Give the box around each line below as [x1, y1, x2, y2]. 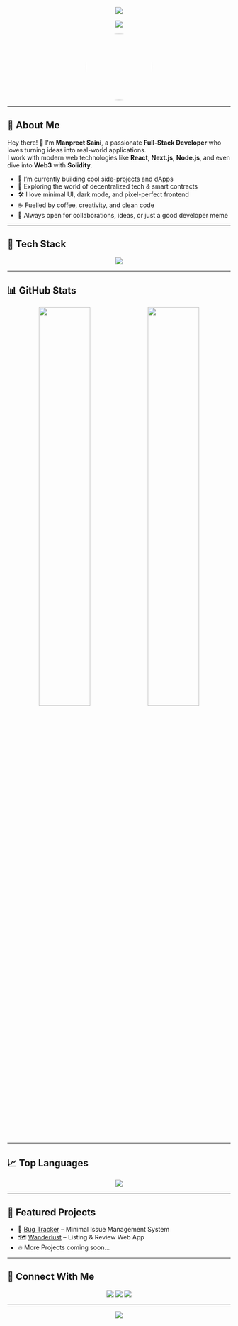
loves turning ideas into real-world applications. [7, 145, 147, 154]
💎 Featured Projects [7, 1206, 96, 1218]
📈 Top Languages [7, 1157, 89, 1169]
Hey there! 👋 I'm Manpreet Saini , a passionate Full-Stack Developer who [7, 138, 222, 147]
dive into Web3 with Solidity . [7, 160, 93, 169]
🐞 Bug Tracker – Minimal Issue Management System [17, 1225, 170, 1234]
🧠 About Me [7, 119, 60, 131]
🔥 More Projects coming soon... [17, 1243, 110, 1252]
